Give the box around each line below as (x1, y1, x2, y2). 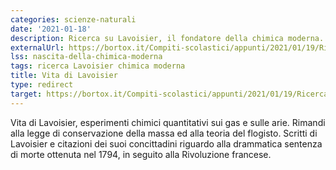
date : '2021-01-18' (10, 24, 92, 34)
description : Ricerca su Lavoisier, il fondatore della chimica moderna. (10, 33, 325, 43)
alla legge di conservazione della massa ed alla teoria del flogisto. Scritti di (10, 127, 318, 139)
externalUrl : (10, 42, 65, 53)
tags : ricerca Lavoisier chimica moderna (10, 61, 186, 71)
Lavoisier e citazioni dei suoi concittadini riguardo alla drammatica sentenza (10, 137, 323, 150)
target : (10, 89, 43, 99)
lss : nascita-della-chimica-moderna (10, 52, 163, 62)
